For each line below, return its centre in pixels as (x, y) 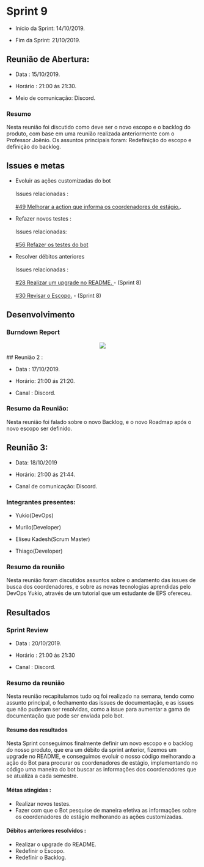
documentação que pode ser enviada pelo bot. (65, 716)
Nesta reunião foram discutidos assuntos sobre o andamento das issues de (101, 580)
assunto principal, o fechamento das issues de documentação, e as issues (100, 703)
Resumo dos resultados (37, 730)
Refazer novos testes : (43, 218)
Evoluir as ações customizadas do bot (63, 180)
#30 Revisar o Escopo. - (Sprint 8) (58, 295)
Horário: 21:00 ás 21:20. (45, 380)
